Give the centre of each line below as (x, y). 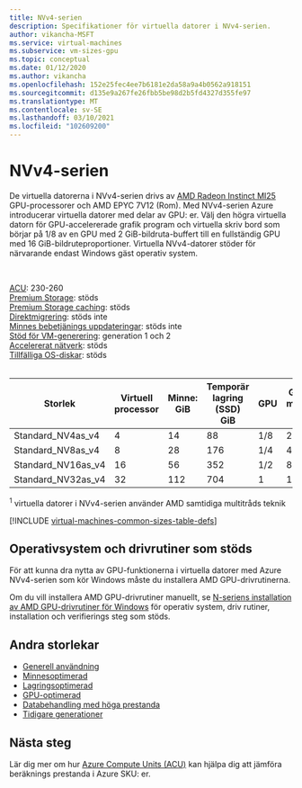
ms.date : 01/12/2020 (48, 68)
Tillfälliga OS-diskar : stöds (58, 354)
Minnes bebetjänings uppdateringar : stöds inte (96, 326)
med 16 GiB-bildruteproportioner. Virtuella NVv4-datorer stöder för (133, 243)
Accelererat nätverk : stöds (58, 345)
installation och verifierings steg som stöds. (90, 616)
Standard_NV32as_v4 (60, 479)
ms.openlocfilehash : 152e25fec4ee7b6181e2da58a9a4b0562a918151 (130, 85)
